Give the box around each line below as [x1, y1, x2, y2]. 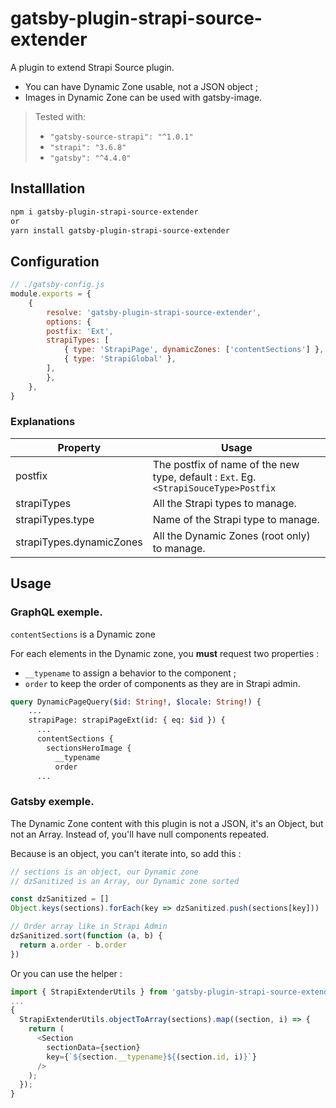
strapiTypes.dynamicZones [15, 535, 143, 549]
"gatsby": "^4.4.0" [49, 153, 132, 163]
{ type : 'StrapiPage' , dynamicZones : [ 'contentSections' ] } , [63, 345, 325, 355]
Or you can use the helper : [10, 967, 123, 979]
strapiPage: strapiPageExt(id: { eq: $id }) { [28, 715, 226, 726]
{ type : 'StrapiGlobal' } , [63, 354, 177, 364]
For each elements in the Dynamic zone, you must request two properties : [10, 647, 320, 659]
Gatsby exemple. [10, 795, 95, 809]
